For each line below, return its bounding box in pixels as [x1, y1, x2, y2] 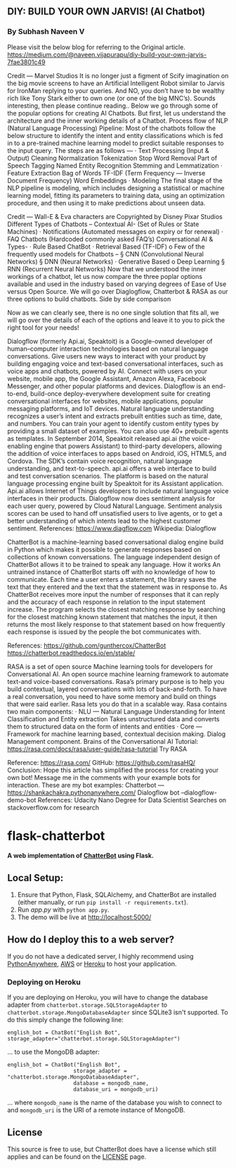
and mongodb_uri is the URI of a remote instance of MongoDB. [7, 1106, 185, 1114]
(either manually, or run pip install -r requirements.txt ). [17, 898, 188, 907]
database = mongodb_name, [73, 1080, 150, 1087]
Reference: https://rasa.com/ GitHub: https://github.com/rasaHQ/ [7, 758, 195, 766]
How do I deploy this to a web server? [7, 933, 175, 945]
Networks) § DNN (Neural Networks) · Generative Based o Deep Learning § [7, 257, 225, 266]
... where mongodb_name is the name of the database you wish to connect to [7, 1098, 223, 1107]
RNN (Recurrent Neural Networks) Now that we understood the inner [7, 264, 206, 273]
